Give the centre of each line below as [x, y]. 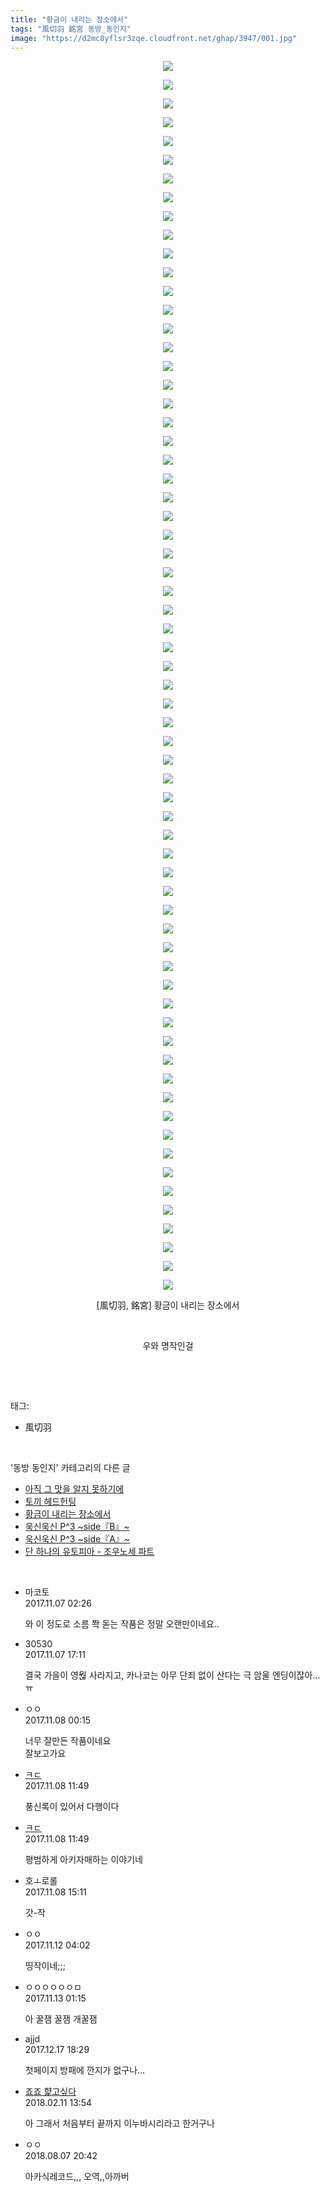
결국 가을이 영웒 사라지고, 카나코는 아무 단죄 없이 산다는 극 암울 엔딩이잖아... [172, 1675]
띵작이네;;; [45, 1966]
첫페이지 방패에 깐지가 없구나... [85, 2070]
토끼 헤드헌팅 [50, 1502]
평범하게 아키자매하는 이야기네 [83, 1860]
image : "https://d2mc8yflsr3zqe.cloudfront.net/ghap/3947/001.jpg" [154, 38]
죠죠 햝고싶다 [50, 2092]
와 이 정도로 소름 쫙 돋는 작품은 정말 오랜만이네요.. [122, 1624]
